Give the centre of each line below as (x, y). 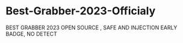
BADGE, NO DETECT (32, 33)
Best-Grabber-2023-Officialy (81, 11)
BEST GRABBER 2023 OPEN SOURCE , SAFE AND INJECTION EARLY (91, 27)
